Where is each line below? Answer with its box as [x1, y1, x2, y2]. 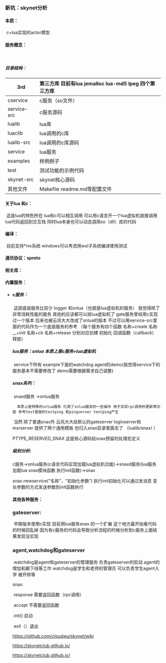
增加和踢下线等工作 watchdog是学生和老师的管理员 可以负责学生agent [12, 565, 155, 571]
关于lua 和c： [5, 200, 33, 206]
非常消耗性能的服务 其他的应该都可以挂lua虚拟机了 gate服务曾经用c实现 [12, 311, 158, 317]
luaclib [7, 130, 23, 137]
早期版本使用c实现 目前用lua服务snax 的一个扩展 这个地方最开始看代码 [13, 521, 157, 527]
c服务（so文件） [39, 97, 78, 104]
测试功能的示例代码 [39, 167, 84, 174]
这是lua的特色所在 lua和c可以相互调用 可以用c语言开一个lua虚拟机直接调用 [6, 212, 158, 218]
